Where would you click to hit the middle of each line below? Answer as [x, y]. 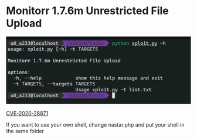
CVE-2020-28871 [27, 113]
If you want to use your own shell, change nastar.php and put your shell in [95, 124]
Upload [24, 23]
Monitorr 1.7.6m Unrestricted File [87, 11]
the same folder [25, 131]
